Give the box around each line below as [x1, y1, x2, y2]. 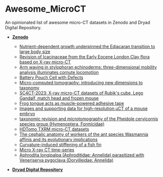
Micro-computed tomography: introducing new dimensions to [19, 79, 143, 86]
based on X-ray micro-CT [19, 59, 71, 65]
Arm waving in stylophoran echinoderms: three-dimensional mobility [19, 64, 157, 70]
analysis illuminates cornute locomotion [19, 69, 99, 75]
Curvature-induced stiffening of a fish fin [19, 142, 102, 147]
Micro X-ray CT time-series [19, 147, 74, 153]
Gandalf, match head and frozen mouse [19, 95, 99, 101]
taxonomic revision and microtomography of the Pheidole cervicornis [19, 116, 158, 122]
